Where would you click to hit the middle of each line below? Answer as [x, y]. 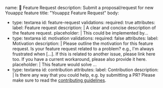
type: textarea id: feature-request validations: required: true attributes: [84, 22]
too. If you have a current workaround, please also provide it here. [80, 59]
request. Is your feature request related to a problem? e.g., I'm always [83, 49]
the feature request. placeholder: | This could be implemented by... [80, 33]
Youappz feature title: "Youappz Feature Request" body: [62, 13]
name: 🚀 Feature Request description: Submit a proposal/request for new [80, 8]
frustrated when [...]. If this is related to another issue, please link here [84, 54]
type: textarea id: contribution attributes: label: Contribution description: [85, 70]
